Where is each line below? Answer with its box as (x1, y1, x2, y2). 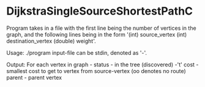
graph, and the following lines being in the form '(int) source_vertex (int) (6, 30, 187, 38)
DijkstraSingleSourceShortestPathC (6, 4, 193, 18)
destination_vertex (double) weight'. (6, 37, 96, 44)
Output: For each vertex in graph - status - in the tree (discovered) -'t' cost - (6, 61, 199, 68)
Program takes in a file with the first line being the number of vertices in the (6, 24, 197, 32)
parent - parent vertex (6, 74, 62, 81)
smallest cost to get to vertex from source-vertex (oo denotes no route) (6, 67, 187, 74)
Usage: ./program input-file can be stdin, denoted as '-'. (6, 49, 147, 56)
